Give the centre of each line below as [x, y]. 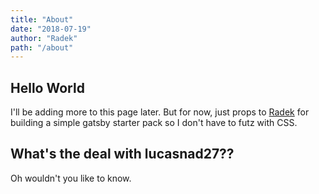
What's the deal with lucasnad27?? [122, 154]
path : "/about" [42, 47]
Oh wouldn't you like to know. [71, 178]
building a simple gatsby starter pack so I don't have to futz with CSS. [154, 123]
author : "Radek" [44, 38]
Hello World [47, 87]
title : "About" [42, 19]
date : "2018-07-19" [51, 29]
